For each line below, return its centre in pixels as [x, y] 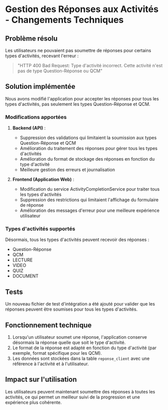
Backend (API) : [29, 128]
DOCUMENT [25, 276]
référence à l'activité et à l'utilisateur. [51, 364]
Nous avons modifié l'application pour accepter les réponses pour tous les [82, 98]
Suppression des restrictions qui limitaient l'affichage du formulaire [89, 200]
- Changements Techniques [64, 20]
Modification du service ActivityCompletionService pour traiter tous [90, 189]
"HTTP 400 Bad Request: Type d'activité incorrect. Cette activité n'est [90, 65]
